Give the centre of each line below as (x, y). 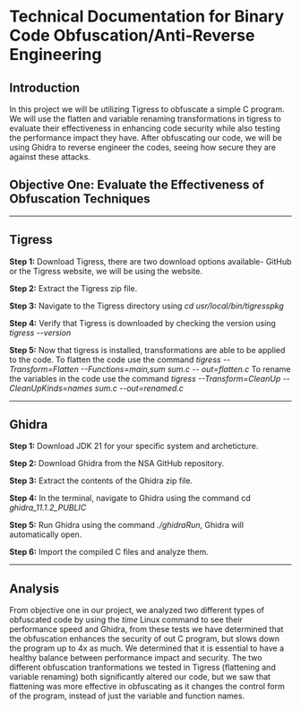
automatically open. (46, 534)
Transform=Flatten (44, 368)
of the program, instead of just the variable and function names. (127, 696)
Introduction (45, 87)
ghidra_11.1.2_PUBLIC (48, 507)
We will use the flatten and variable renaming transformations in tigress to (146, 119)
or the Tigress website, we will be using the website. (106, 271)
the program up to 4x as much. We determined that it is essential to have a (147, 648)
